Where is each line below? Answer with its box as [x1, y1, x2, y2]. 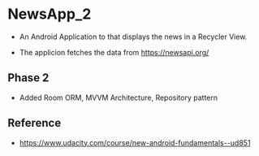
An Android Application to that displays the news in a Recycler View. [19, 32, 248, 41]
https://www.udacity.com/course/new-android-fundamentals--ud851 [19, 137, 251, 147]
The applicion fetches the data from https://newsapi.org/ [19, 47, 209, 57]
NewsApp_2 [7, 5, 92, 24]
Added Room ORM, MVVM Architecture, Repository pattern [19, 93, 218, 102]
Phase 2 [7, 71, 50, 85]
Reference [7, 116, 62, 130]
